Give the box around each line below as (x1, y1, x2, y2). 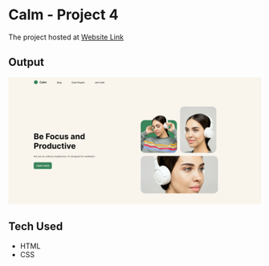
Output (8, 55, 44, 69)
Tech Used (8, 219, 63, 234)
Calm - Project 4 (8, 6, 119, 24)
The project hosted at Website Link (8, 32, 124, 42)
